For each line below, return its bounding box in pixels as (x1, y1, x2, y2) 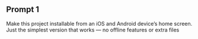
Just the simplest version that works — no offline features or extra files (6, 26, 180, 33)
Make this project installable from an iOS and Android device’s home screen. (6, 20, 193, 27)
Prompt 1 (6, 5, 40, 15)
